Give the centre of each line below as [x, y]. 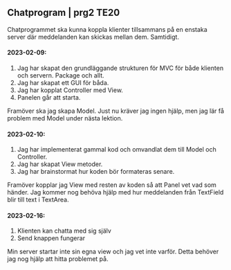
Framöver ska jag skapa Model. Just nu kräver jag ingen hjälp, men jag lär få [116, 111]
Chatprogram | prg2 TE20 [64, 13]
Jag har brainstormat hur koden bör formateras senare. [96, 172]
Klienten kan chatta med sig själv [64, 231]
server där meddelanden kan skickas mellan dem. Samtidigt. [93, 37]
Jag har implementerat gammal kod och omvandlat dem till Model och [117, 150]
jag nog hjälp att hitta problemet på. [58, 259]
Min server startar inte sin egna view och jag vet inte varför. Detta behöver [113, 252]
